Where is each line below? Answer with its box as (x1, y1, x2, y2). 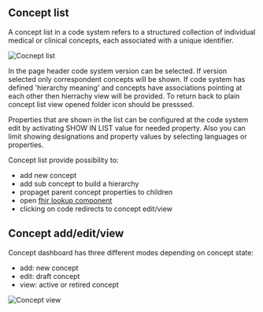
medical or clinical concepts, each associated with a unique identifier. (8, 35, 234, 45)
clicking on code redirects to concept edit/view (19, 204, 173, 214)
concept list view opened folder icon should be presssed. (8, 99, 194, 109)
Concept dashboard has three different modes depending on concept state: (8, 247, 254, 257)
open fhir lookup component (19, 195, 113, 205)
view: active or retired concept (19, 280, 120, 289)
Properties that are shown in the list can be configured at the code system (8, 114, 249, 124)
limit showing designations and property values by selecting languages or (8, 132, 247, 141)
